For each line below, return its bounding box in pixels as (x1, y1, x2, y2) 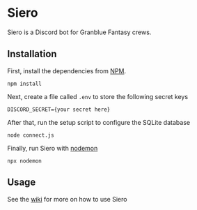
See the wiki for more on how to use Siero (7, 195, 127, 203)
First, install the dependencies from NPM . (7, 66, 127, 75)
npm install (7, 80, 42, 87)
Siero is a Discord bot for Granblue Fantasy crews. (7, 28, 152, 36)
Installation (7, 48, 57, 60)
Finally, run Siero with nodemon (7, 144, 98, 152)
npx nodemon (7, 157, 42, 165)
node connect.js (7, 131, 54, 139)
